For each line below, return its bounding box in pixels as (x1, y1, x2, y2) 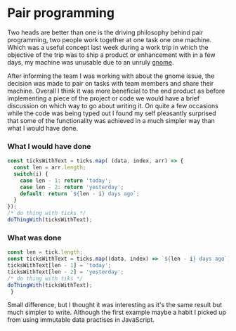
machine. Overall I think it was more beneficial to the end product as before (7, 86, 225, 95)
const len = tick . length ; (7, 249, 83, 256)
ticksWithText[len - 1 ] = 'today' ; (7, 262, 112, 269)
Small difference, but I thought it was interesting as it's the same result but (7, 301, 223, 309)
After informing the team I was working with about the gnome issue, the (7, 72, 215, 80)
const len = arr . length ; (13, 164, 86, 171)
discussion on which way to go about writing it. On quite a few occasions (7, 101, 219, 110)
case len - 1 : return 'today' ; (20, 177, 112, 184)
